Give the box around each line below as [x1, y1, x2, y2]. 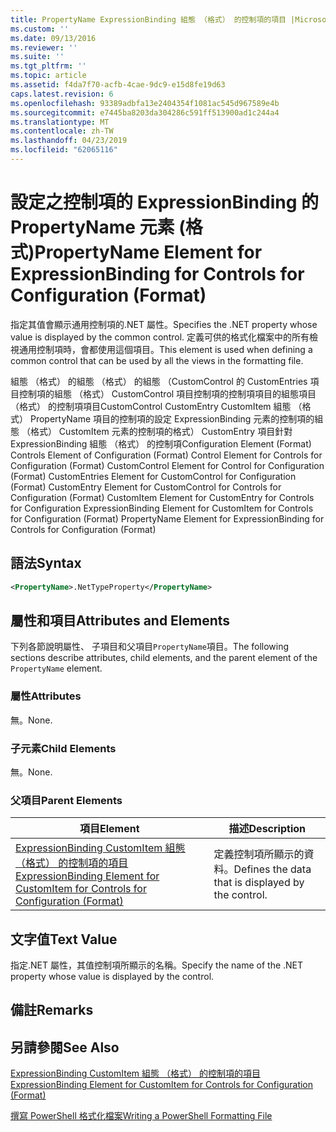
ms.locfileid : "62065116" [10, 145, 118, 155]
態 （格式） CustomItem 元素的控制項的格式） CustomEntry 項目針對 [10, 425, 293, 437]
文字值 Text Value [10, 931, 118, 948]
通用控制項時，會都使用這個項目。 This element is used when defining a [18, 343, 313, 355]
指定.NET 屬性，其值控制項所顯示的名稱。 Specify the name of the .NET [10, 959, 304, 971]
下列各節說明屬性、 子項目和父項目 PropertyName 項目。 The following [10, 641, 290, 653]
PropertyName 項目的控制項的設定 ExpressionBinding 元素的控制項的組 [29, 412, 324, 425]
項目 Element [79, 822, 140, 836]
